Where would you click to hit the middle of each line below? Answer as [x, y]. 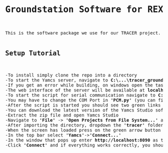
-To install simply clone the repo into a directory [71, 75]
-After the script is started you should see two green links [83, 105]
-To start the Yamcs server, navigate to [57, 80]
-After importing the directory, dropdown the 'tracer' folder [84, 125]
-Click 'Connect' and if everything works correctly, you [78, 145]
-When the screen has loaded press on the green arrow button [83, 130]
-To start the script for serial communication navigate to [80, 95]
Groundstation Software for [74, 9]
